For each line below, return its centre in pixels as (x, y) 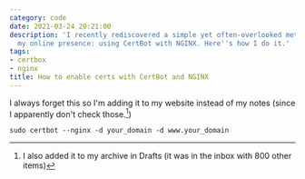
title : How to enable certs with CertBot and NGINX (109, 77)
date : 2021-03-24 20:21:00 (60, 26)
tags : (20, 52)
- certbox (28, 60)
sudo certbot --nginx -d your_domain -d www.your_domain (119, 131)
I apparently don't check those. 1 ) (70, 113)
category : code (38, 18)
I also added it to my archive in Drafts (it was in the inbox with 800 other (157, 156)
